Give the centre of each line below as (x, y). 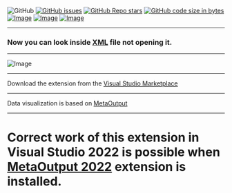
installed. (35, 182)
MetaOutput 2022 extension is (97, 167)
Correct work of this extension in (103, 138)
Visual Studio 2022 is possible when (114, 152)
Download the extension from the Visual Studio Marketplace (93, 83)
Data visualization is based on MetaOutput (67, 103)
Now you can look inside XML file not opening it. (90, 42)
